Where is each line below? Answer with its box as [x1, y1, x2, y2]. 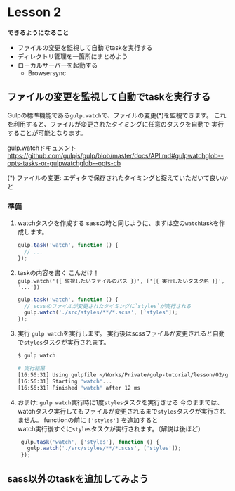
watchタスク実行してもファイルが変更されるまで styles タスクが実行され [17, 407, 226, 415]
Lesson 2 [7, 4, 62, 20]
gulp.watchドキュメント [7, 144, 76, 152]
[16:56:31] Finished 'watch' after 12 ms [17, 384, 141, 391]
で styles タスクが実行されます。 [17, 338, 110, 347]
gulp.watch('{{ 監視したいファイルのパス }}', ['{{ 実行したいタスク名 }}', [17, 277, 225, 285]
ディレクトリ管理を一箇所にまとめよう [17, 52, 128, 60]
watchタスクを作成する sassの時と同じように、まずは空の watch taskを [17, 219, 220, 227]
